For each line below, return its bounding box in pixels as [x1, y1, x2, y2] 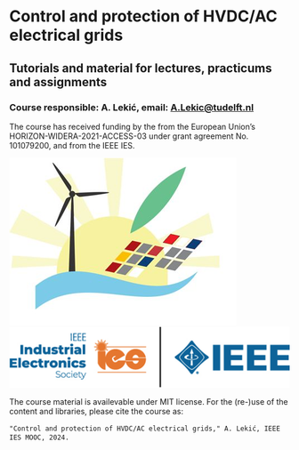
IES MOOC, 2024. [9, 433, 69, 442]
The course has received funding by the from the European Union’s [9, 121, 256, 132]
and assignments [9, 74, 108, 90]
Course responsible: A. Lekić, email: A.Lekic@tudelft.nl [9, 100, 255, 113]
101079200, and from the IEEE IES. [9, 140, 135, 150]
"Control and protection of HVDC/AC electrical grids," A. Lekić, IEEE [9, 424, 280, 433]
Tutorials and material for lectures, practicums [9, 60, 272, 76]
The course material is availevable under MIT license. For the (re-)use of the [9, 397, 289, 407]
